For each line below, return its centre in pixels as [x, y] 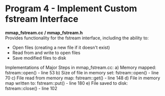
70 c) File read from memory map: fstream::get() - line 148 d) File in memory [83, 78]
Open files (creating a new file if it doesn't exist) [61, 47]
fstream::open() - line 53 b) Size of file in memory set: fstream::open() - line [82, 72]
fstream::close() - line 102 [31, 88]
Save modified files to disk [39, 58]
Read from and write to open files [46, 53]
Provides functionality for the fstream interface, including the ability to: [77, 38]
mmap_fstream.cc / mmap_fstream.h [44, 32]
